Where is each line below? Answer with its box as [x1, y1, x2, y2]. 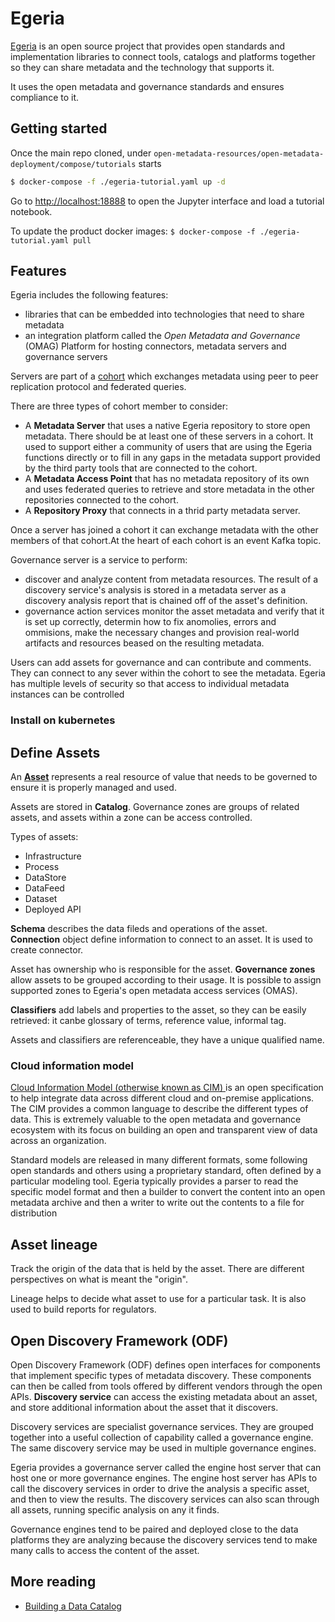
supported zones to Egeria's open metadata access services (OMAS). [10, 985, 298, 997]
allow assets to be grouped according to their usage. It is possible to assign [10, 974, 322, 986]
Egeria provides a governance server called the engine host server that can [10, 1462, 322, 1474]
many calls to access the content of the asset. [10, 1545, 200, 1557]
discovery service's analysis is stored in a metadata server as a [24, 584, 287, 596]
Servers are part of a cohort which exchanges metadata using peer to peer [10, 370, 319, 382]
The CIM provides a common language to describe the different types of [10, 1103, 309, 1115]
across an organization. [10, 1135, 107, 1147]
